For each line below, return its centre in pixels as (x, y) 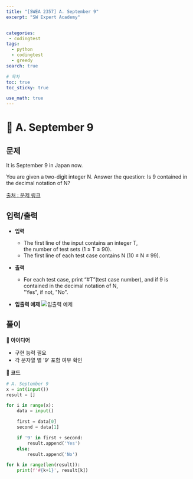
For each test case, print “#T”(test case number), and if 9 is (96, 279)
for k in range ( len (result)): (43, 465)
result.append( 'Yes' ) (54, 443)
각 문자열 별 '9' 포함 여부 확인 (48, 360)
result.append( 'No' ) (53, 454)
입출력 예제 (27, 304)
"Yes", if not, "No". (46, 292)
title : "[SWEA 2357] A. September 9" (53, 12)
